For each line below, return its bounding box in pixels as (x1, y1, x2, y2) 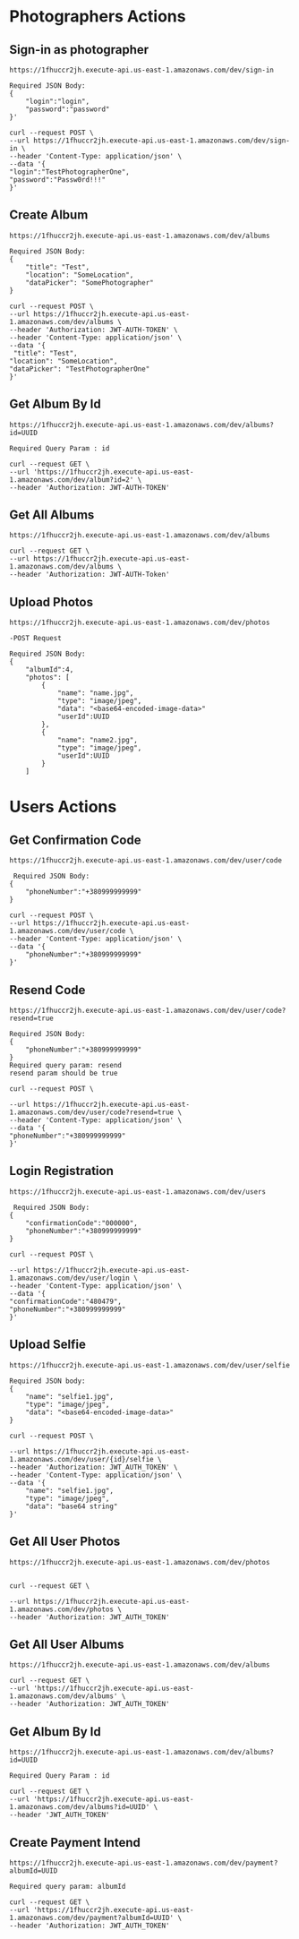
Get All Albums (9, 508, 95, 523)
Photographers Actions (9, 6, 186, 27)
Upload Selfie (9, 1337, 87, 1352)
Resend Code (9, 982, 86, 998)
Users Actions (9, 797, 117, 817)
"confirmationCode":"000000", (25, 1218, 139, 1228)
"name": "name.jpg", (56, 689, 134, 698)
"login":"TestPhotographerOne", (9, 167, 130, 176)
